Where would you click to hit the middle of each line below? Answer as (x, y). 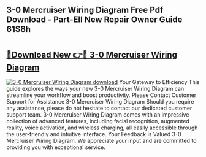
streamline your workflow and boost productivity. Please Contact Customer (101, 95)
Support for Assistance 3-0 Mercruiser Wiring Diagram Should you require (100, 101)
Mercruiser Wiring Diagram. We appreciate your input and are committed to (101, 141)
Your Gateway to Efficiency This (159, 82)
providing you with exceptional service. (56, 147)
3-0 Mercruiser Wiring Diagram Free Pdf (85, 10)
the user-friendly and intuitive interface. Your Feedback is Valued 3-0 (94, 134)
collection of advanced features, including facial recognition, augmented (98, 121)
